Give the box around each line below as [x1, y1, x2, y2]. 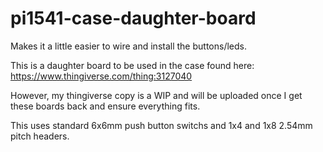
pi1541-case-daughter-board [10, 7, 257, 30]
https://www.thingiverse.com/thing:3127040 [10, 70, 193, 82]
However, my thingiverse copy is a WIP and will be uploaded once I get [10, 89, 303, 101]
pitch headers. [10, 130, 70, 142]
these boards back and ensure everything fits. [10, 100, 201, 112]
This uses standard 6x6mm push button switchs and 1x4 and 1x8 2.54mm [10, 119, 313, 131]
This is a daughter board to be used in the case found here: [10, 59, 255, 71]
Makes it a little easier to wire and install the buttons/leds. [10, 40, 247, 52]
